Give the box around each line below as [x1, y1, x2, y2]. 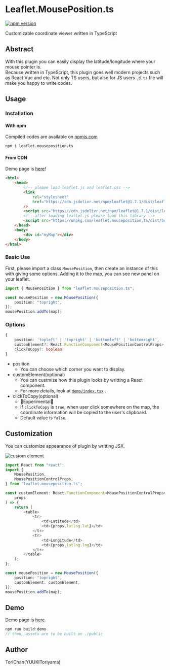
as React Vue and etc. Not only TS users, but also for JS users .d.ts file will [5, 75, 163, 81]
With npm [5, 122, 26, 128]
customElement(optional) [12, 372, 65, 378]
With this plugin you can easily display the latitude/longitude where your [5, 58, 156, 64]
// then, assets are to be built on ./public [5, 631, 103, 636]
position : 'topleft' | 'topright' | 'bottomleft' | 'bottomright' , [14, 338, 159, 343]
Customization [5, 429, 53, 438]
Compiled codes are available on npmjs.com [5, 133, 98, 140]
